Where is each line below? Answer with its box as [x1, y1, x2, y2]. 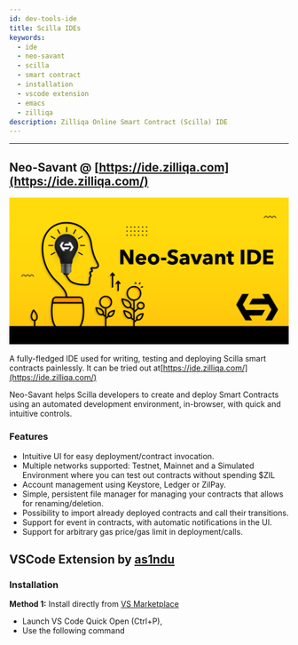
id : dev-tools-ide [9, 14, 77, 23]
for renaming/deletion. [21, 498, 105, 508]
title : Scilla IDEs [9, 23, 82, 33]
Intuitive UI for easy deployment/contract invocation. [21, 450, 215, 461]
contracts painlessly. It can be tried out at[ [9, 362, 164, 373]
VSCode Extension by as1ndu [9, 552, 176, 568]
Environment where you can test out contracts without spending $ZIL [21, 469, 276, 480]
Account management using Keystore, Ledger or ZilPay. [21, 479, 226, 490]
